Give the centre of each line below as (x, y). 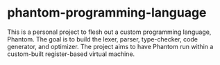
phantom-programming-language (107, 13)
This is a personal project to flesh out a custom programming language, (109, 32)
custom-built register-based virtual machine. (71, 54)
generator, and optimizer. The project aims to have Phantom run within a (110, 46)
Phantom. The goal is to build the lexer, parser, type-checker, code (102, 39)
